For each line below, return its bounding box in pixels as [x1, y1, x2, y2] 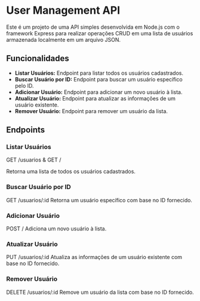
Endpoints [6, 125, 45, 135]
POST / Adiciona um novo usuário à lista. [6, 225, 107, 232]
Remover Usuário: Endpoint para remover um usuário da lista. [14, 107, 168, 114]
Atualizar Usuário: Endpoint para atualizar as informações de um [14, 95, 176, 102]
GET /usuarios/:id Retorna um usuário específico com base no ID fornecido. [6, 196, 193, 203]
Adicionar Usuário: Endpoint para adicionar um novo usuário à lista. [14, 88, 183, 96]
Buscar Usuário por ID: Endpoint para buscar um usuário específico [14, 75, 183, 83]
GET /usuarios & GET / [6, 156, 61, 163]
